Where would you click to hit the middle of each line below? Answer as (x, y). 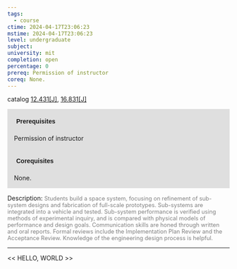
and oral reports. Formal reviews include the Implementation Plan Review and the (115, 232)
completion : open (33, 60)
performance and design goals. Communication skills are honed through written (114, 225)
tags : (15, 14)
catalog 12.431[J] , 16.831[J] (47, 99)
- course (26, 20)
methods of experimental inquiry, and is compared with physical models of (107, 219)
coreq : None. (26, 79)
